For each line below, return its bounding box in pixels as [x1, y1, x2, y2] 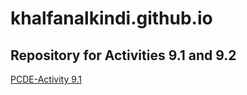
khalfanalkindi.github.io [10, 7, 213, 30]
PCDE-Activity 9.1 [10, 73, 83, 85]
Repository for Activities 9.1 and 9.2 [10, 47, 237, 64]
